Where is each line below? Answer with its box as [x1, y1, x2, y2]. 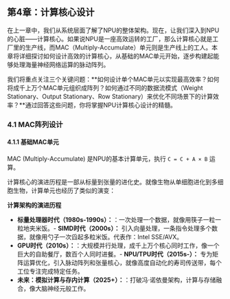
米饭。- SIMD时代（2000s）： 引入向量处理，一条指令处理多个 [35, 224, 212, 232]
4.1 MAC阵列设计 [7, 120, 63, 129]
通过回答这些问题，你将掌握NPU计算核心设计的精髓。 [25, 100, 176, 109]
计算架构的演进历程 [7, 201, 62, 209]
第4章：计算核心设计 [7, 6, 95, 19]
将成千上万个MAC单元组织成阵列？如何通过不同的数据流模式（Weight [7, 83, 204, 91]
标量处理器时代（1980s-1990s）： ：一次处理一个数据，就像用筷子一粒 [16, 215, 216, 223]
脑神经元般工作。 [41, 284, 90, 292]
